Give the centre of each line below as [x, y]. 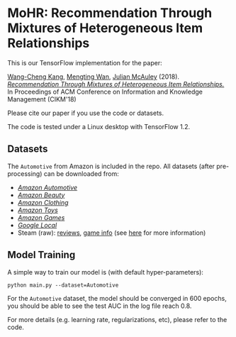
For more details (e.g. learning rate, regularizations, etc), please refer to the [117, 319]
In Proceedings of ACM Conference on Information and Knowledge [105, 92]
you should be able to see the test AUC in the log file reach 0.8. [100, 306]
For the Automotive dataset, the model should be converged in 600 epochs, [117, 298]
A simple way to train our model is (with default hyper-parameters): [106, 272]
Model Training [41, 255]
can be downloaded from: [81, 173]
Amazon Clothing [43, 202]
